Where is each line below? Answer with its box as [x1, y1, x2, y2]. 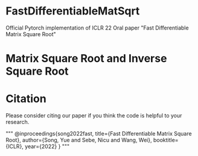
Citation [5, 92, 46, 106]
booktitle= [153, 137, 179, 144]
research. [5, 119, 30, 126]
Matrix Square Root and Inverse [5, 52, 167, 66]
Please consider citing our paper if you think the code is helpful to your [5, 112, 182, 119]
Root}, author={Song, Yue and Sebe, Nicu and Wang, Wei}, [5, 137, 152, 144]
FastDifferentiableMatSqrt [5, 4, 140, 18]
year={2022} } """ [24, 143, 70, 150]
